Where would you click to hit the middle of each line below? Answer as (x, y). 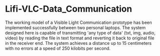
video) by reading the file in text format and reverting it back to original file (80, 38)
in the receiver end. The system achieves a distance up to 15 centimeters (79, 43)
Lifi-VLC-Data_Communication (69, 9)
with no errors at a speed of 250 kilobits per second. (58, 48)
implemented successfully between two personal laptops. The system (75, 27)
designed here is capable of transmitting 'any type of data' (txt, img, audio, (80, 33)
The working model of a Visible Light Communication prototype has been (79, 22)
